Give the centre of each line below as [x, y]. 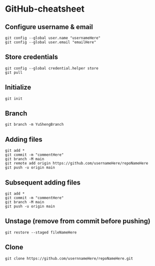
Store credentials [31, 57]
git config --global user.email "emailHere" [51, 42]
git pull [14, 72]
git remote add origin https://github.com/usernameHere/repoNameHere [77, 164]
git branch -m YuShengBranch [34, 125]
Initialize [18, 88]
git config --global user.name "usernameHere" [53, 38]
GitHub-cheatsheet [45, 9]
